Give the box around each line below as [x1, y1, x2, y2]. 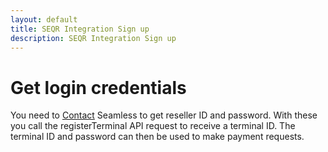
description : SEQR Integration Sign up [10, 33, 177, 43]
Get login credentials [10, 76, 187, 99]
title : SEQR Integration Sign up [10, 24, 150, 34]
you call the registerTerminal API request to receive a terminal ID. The [10, 120, 296, 132]
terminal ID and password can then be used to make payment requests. [10, 131, 305, 143]
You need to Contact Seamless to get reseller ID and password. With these [10, 109, 318, 121]
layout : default [10, 14, 78, 25]
